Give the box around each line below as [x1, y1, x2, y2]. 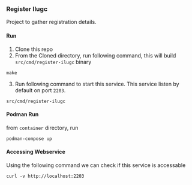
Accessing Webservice [6, 148, 66, 156]
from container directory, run [6, 124, 79, 131]
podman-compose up [6, 135, 52, 142]
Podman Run [6, 111, 39, 118]
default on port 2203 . [14, 86, 66, 94]
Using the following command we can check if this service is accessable [6, 161, 186, 169]
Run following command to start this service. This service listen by [14, 80, 179, 87]
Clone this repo [14, 46, 53, 53]
